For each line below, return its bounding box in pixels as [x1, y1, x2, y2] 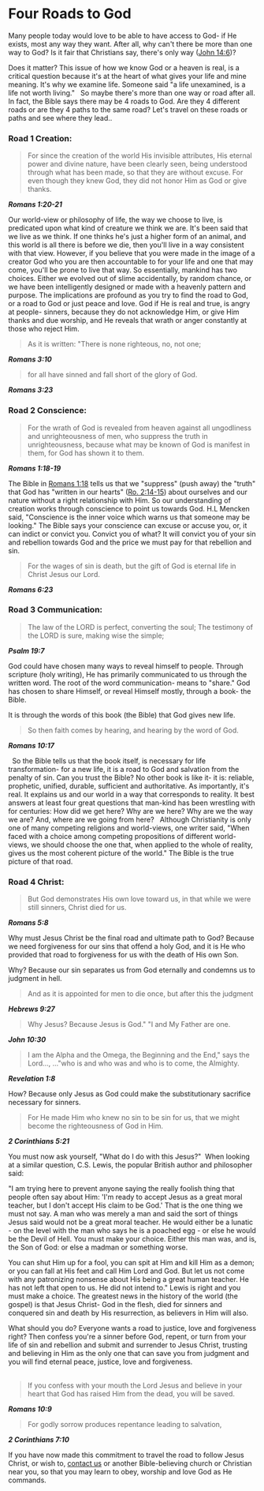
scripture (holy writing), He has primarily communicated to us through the [8, 669, 247, 679]
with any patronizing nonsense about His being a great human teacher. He [8, 1275, 250, 1284]
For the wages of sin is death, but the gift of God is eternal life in [27, 561, 236, 571]
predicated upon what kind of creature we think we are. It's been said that [8, 223, 248, 233]
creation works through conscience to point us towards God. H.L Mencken [8, 504, 251, 513]
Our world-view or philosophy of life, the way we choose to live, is [8, 215, 223, 225]
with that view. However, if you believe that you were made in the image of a [8, 249, 255, 258]
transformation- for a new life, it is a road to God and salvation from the [8, 764, 240, 774]
